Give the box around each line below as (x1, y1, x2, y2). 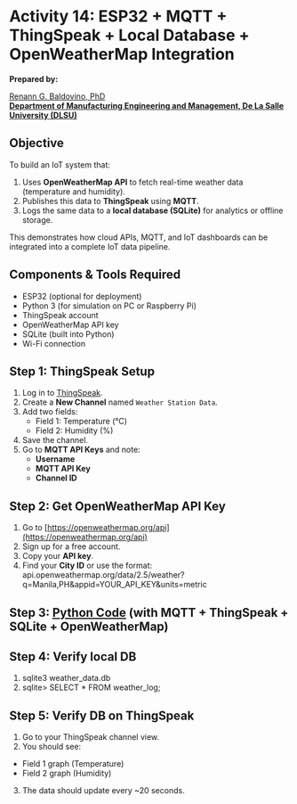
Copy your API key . (21, 551, 94, 562)
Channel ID (35, 472, 77, 483)
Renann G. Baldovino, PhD (9, 91, 106, 102)
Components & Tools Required (9, 267, 181, 283)
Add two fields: (21, 406, 78, 417)
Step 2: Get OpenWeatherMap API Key (9, 498, 227, 513)
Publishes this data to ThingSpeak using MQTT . (21, 195, 199, 206)
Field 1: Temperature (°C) (35, 416, 127, 427)
